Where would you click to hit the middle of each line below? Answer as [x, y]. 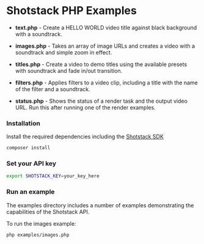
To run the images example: [41, 223]
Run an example [31, 192]
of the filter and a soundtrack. [53, 89]
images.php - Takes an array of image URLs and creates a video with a [105, 46]
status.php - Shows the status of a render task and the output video [101, 101]
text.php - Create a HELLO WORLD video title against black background [106, 28]
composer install [28, 148]
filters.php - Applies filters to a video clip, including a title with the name [107, 83]
